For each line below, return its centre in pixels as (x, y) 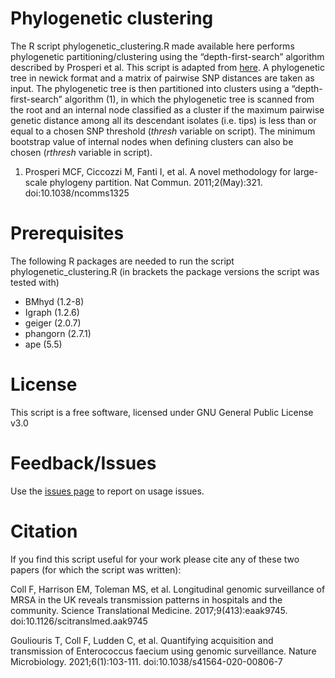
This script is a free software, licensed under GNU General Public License (162, 412)
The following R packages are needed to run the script (122, 261)
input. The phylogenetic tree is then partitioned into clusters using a (150, 88)
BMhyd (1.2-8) (54, 301)
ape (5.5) (43, 344)
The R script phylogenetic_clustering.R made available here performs (152, 46)
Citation (44, 531)
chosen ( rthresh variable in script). (81, 152)
